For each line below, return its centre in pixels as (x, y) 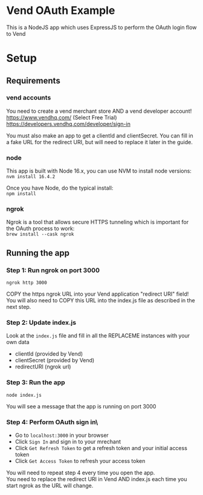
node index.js (24, 395)
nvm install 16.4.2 (31, 177)
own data (18, 342)
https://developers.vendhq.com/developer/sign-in (69, 124)
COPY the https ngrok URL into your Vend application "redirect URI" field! (98, 294)
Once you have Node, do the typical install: (60, 188)
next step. (19, 307)
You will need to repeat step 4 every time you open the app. (81, 473)
